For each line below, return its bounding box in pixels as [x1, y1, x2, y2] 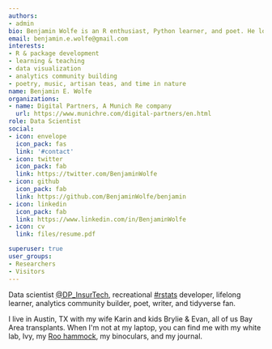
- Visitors [8, 267, 45, 275]
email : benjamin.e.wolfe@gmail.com [8, 34, 129, 43]
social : [8, 125, 35, 133]
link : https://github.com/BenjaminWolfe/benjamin [15, 192, 186, 201]
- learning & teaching [8, 57, 85, 66]
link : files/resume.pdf [15, 230, 96, 239]
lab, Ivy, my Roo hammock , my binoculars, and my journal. [8, 331, 203, 341]
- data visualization [8, 65, 82, 73]
